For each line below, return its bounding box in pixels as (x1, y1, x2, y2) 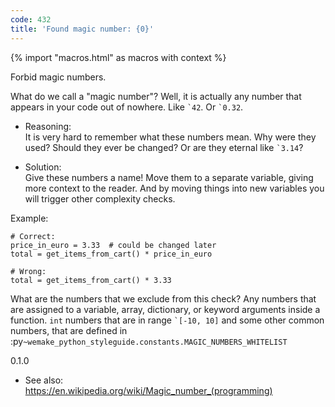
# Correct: (10, 231, 56, 241)
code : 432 (10, 14, 52, 25)
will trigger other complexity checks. (24, 192, 176, 205)
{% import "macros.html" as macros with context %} (10, 51, 227, 63)
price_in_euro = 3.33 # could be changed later (10, 240, 217, 250)
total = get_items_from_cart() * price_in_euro (10, 249, 213, 259)
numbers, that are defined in (10, 324, 128, 336)
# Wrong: (10, 266, 47, 276)
